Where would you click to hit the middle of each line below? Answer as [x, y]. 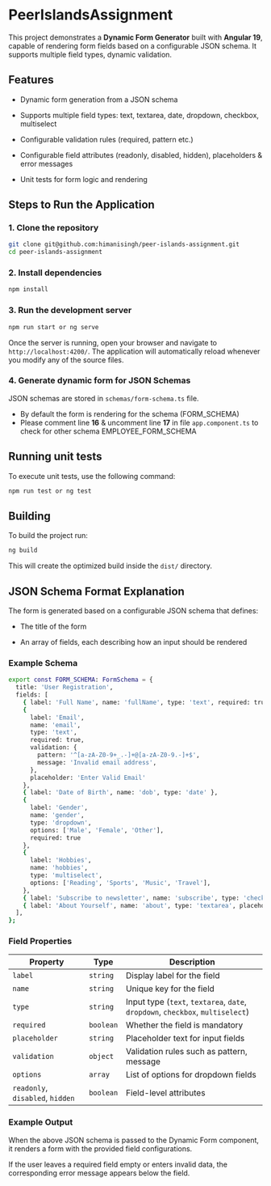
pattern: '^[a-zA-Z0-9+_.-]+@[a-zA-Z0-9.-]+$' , [119, 755]
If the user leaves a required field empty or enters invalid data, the [118, 1164]
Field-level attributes [165, 1093]
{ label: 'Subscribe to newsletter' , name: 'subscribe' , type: [131, 898]
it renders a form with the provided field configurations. [100, 1148]
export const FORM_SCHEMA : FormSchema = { [81, 680]
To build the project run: [48, 536]
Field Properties [40, 942]
